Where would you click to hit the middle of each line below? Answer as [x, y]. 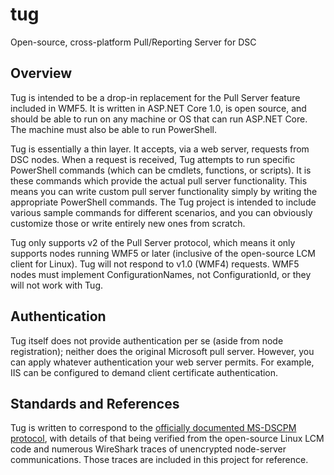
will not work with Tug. [57, 285]
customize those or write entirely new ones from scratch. [128, 223]
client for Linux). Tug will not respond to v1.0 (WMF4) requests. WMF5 [155, 264]
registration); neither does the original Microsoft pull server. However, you [162, 351]
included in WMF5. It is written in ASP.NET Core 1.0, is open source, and [158, 108]
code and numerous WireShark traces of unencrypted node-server [148, 449]
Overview [41, 73]
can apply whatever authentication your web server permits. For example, [162, 362]
